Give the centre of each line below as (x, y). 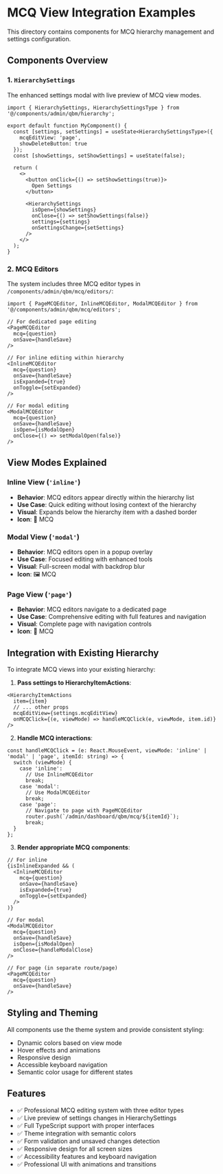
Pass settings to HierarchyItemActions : (74, 683)
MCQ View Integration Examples (102, 13)
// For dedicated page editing (52, 321)
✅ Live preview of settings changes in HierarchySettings (97, 1118)
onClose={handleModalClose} (54, 950)
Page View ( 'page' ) (39, 594)
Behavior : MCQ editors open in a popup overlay (85, 552)
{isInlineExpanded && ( (41, 866)
